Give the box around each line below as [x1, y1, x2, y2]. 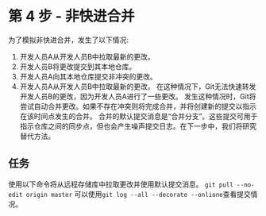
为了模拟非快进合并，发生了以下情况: [8, 35, 129, 44]
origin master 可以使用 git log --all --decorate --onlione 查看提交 [25, 189, 252, 199]
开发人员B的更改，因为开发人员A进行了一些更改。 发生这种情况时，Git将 [19, 91, 256, 101]
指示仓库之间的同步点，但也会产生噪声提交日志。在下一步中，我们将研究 [19, 121, 256, 131]
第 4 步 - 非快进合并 [8, 7, 135, 25]
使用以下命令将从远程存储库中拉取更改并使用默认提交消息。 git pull [8, 179, 234, 189]
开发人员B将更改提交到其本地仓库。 [19, 61, 137, 71]
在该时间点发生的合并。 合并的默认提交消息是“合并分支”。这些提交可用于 [19, 111, 258, 121]
